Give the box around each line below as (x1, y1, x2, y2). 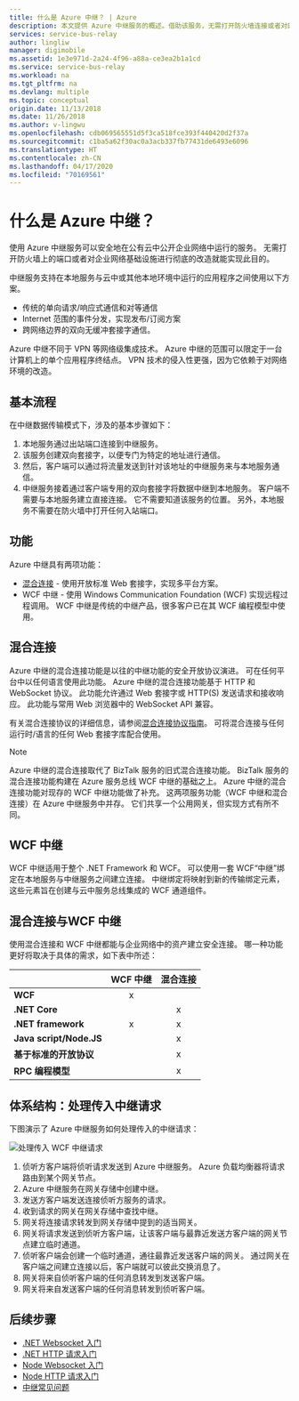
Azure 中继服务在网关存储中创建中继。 (21, 1184, 164, 1195)
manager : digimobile (9, 46, 86, 55)
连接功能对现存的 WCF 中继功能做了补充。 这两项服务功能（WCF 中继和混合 (9, 786, 288, 797)
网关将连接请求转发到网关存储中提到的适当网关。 (21, 1217, 202, 1228)
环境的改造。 (9, 366, 56, 376)
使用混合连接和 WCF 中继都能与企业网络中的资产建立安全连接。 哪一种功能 (9, 939, 284, 950)
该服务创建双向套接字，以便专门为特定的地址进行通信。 (21, 450, 225, 460)
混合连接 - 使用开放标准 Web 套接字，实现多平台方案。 (21, 577, 223, 588)
